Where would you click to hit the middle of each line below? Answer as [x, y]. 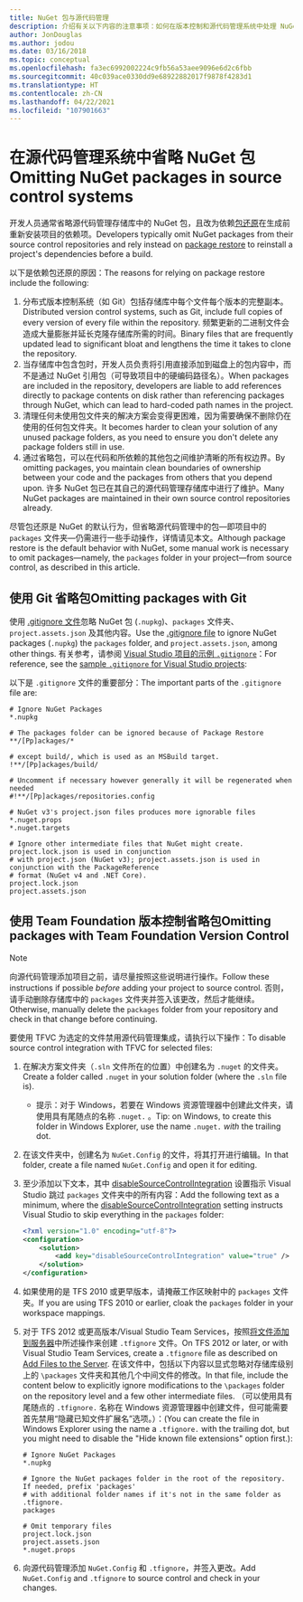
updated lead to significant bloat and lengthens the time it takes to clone [156, 344]
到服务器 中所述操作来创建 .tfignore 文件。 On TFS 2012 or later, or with [155, 1343]
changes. [40, 1588]
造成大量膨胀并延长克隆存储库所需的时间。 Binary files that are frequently [158, 334]
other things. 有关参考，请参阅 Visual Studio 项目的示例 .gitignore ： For [143, 654]
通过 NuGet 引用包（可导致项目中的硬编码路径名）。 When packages [164, 375]
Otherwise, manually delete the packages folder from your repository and [144, 1009]
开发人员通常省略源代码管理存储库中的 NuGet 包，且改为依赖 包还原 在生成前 [150, 223]
